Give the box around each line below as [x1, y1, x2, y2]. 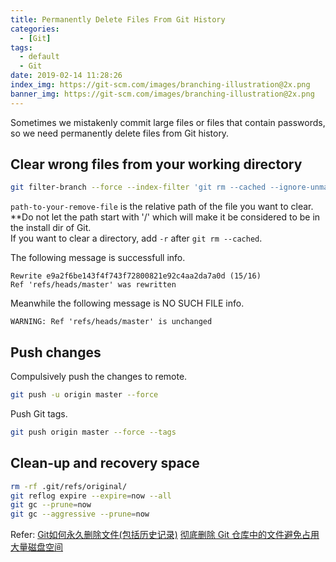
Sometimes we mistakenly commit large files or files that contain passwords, [10, 116, 326, 128]
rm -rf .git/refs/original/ [10, 481, 128, 491]
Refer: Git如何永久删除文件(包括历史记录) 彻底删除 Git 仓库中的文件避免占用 [10, 529, 320, 541]
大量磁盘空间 [10, 541, 63, 553]
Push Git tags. [10, 408, 68, 420]
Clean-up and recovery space [10, 455, 200, 472]
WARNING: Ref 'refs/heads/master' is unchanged [10, 317, 213, 327]
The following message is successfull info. [10, 252, 186, 264]
